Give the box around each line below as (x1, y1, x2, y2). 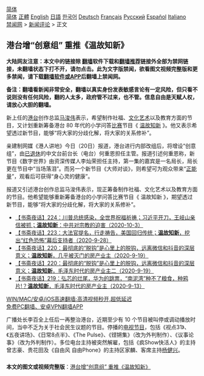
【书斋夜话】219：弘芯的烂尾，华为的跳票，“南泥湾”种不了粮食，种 (15, 274, 183, 282)
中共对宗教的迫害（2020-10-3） (63, 221, 144, 229)
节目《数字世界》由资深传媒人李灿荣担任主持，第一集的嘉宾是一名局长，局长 (6, 157, 198, 165)
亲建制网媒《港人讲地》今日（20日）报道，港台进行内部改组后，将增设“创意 (6, 142, 196, 149)
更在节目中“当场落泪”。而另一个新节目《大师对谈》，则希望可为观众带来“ (6, 165, 186, 172)
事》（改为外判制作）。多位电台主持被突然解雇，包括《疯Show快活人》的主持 (6, 338, 196, 346)
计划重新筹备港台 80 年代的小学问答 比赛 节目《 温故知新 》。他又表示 (22, 121, 192, 129)
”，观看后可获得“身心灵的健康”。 (12, 172, 93, 180)
